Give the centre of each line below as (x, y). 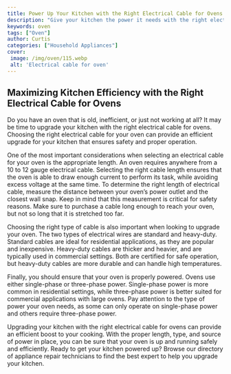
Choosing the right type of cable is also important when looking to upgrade (113, 227)
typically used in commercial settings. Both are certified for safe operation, (113, 256)
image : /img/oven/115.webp (49, 59)
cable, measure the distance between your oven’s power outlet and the (108, 192)
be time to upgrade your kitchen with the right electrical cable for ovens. (109, 127)
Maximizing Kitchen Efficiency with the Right (106, 93)
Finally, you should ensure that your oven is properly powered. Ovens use (111, 277)
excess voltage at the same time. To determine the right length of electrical (113, 185)
